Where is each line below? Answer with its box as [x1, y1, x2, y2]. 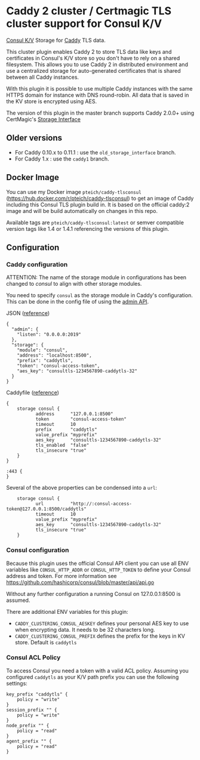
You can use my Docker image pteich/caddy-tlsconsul [6, 188, 141, 195]
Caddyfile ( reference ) [6, 389, 60, 396]
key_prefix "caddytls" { [6, 691, 68, 697]
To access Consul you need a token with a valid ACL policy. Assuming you [6, 667, 189, 674]
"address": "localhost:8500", [17, 353, 93, 359]
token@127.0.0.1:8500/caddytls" [6, 506, 87, 512]
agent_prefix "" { [6, 738, 52, 744]
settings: [6, 679, 28, 687]
